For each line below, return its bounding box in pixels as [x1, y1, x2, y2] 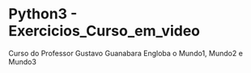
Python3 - [8, 5, 78, 23]
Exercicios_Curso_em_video [8, 22, 201, 40]
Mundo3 [8, 57, 36, 67]
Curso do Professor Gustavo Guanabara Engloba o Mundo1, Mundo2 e [8, 48, 243, 58]
